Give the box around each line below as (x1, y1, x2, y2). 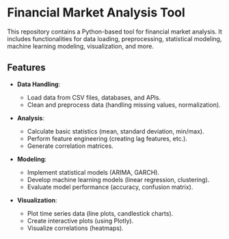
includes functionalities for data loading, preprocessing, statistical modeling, (7, 34, 222, 42)
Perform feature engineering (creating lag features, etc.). (27, 134, 188, 142)
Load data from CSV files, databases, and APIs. (27, 93, 161, 101)
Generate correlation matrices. (27, 142, 114, 150)
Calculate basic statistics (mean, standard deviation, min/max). (27, 127, 204, 135)
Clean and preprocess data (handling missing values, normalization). (27, 101, 221, 109)
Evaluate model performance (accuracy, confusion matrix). (27, 183, 193, 191)
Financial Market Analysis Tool (7, 5, 186, 21)
